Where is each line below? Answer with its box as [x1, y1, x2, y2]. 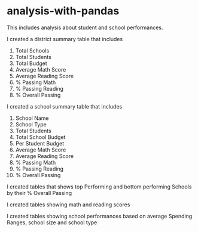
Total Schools [15, 47, 50, 54]
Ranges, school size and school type [7, 219, 98, 226]
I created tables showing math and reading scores [7, 201, 130, 208]
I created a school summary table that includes [7, 103, 123, 110]
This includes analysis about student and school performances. [7, 24, 163, 31]
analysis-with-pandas [7, 4, 120, 18]
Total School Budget [15, 133, 66, 141]
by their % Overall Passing [7, 189, 72, 196]
